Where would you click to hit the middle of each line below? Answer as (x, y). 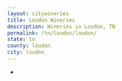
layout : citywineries (38, 13)
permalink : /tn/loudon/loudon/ (52, 33)
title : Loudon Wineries (41, 20)
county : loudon (29, 46)
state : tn (21, 39)
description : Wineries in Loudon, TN (61, 26)
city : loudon (26, 53)
